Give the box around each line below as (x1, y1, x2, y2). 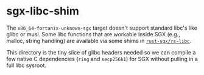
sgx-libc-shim (6, 4, 79, 18)
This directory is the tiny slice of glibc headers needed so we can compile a (6, 48, 196, 56)
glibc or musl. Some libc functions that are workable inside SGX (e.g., (6, 30, 181, 37)
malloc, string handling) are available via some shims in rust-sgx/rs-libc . (6, 37, 192, 44)
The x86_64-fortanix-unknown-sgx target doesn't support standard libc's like (6, 24, 198, 31)
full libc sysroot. (6, 62, 47, 69)
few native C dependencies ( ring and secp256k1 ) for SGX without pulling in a (6, 55, 198, 62)
